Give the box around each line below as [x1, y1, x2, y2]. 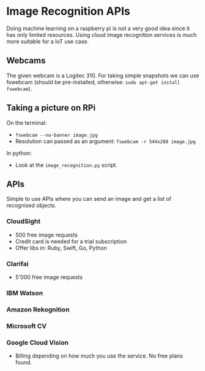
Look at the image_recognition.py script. [15, 161, 117, 168]
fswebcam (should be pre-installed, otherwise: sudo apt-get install [6, 78, 181, 85]
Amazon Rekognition [6, 305, 70, 314]
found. [15, 359, 32, 366]
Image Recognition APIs [6, 4, 130, 18]
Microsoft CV [6, 321, 47, 330]
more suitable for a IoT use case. [6, 37, 89, 45]
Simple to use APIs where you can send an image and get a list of [6, 195, 171, 203]
